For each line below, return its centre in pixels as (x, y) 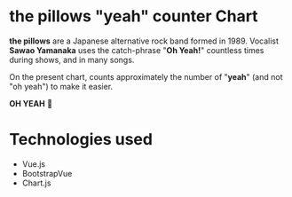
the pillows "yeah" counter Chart (134, 16)
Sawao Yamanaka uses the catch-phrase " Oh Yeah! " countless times (137, 50)
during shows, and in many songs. (72, 59)
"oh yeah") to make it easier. (61, 86)
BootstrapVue (47, 173)
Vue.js (34, 164)
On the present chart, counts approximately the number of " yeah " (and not (146, 76)
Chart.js (36, 183)
